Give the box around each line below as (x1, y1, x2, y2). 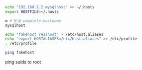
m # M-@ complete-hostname (5, 18, 61, 23)
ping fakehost (5, 50, 35, 55)
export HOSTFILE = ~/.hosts (5, 9, 59, 14)
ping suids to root (5, 59, 41, 65)
